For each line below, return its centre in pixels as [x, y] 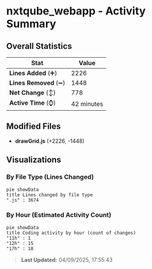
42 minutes [87, 104]
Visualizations [34, 160]
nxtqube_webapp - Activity [76, 11]
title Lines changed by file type [50, 195]
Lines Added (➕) [33, 73]
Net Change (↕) [33, 93]
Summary [31, 24]
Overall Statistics [39, 46]
